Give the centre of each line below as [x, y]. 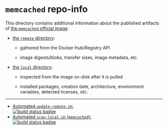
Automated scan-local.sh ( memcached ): [52, 116]
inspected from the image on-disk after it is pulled [71, 76]
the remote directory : [34, 38]
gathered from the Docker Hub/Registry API [65, 47]
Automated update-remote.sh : [43, 106]
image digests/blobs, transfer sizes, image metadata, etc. [79, 57]
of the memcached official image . [37, 28]
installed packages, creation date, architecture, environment [82, 86]
